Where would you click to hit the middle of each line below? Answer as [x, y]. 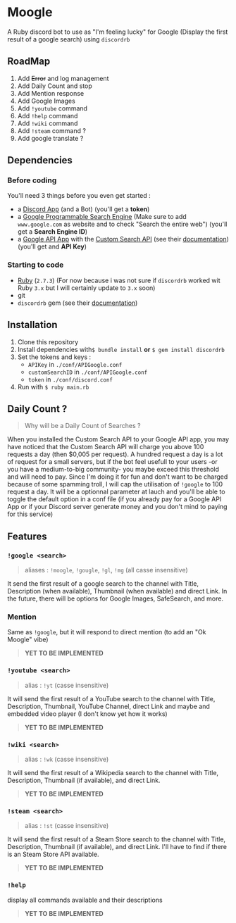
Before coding [32, 180]
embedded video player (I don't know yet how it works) [87, 714]
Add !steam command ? [52, 130]
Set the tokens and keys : [54, 357]
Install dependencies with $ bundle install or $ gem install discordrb [121, 349]
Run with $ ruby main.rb [53, 387]
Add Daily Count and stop [55, 86]
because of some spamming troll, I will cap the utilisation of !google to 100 [115, 484]
